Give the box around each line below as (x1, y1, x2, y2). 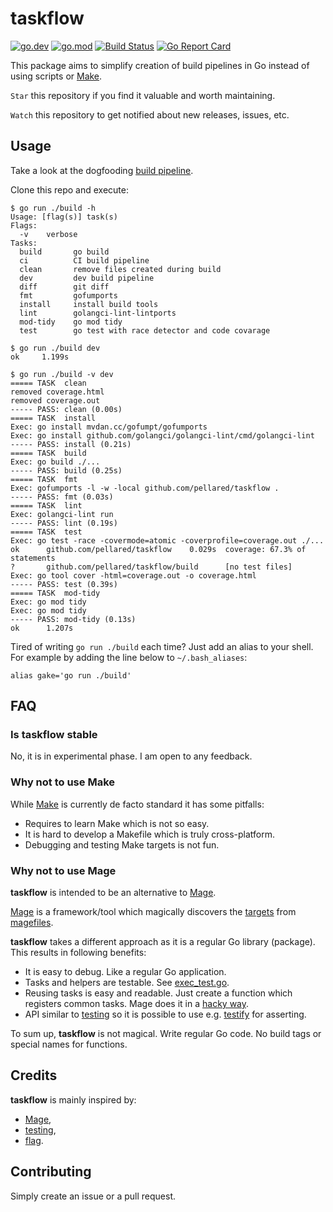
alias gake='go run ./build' (10, 670, 132, 681)
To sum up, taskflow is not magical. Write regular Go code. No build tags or (10, 1028, 322, 1040)
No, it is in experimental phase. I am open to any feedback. (10, 750, 253, 762)
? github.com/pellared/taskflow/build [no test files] (10, 562, 293, 572)
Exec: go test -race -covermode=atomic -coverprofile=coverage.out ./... (10, 535, 325, 546)
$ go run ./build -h (10, 203, 97, 213)
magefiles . (10, 917, 54, 929)
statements (10, 553, 56, 563)
